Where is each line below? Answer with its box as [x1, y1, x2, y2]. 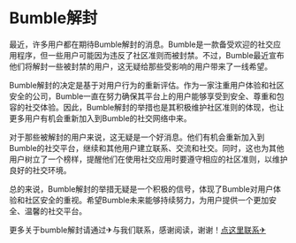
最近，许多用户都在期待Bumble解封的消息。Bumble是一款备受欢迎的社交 [9, 39, 274, 49]
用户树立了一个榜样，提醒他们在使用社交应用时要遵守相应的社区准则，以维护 [9, 154, 288, 164]
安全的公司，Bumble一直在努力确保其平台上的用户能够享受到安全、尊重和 [9, 90, 277, 102]
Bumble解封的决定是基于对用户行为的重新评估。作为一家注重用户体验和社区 [9, 80, 285, 90]
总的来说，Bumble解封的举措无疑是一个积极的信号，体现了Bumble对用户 [9, 183, 274, 194]
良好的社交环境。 [9, 164, 72, 175]
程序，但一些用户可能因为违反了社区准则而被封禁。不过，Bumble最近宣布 [16, 49, 285, 60]
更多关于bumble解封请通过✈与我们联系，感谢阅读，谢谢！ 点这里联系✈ [9, 224, 267, 235]
